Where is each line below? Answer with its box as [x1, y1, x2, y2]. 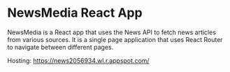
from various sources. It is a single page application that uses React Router [7, 35, 223, 43]
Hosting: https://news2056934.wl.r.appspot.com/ [7, 56, 150, 64]
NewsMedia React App [7, 5, 143, 21]
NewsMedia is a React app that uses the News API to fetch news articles [7, 28, 217, 36]
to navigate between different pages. [7, 43, 114, 51]
